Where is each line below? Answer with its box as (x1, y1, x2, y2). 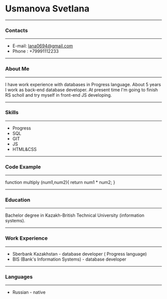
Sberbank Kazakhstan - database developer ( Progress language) (12, 251, 147, 257)
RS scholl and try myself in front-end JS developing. (5, 92, 112, 98)
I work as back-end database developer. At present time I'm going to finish (5, 87, 158, 93)
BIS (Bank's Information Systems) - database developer (12, 256, 127, 262)
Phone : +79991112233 (12, 48, 59, 54)
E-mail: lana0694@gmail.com (12, 43, 73, 49)
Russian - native (12, 290, 46, 296)
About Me (5, 65, 30, 72)
